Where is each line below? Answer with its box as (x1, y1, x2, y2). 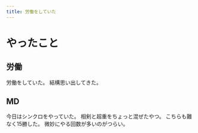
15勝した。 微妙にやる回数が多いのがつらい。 (16, 120, 129, 128)
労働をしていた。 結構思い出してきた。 (6, 79, 102, 86)
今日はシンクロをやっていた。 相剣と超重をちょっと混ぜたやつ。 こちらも (6, 113, 187, 120)
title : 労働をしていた (6, 8, 57, 15)
